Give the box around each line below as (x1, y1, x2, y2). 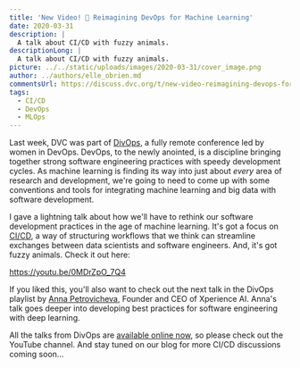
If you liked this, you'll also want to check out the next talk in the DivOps (9, 284, 274, 295)
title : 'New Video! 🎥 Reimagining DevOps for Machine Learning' (9, 13, 254, 22)
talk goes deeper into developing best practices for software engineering (9, 303, 279, 314)
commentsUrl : (9, 79, 58, 88)
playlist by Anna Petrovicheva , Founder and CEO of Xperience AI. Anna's (9, 294, 277, 305)
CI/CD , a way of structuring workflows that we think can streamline (9, 230, 256, 241)
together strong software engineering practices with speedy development (9, 156, 281, 167)
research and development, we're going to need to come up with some (9, 175, 271, 186)
